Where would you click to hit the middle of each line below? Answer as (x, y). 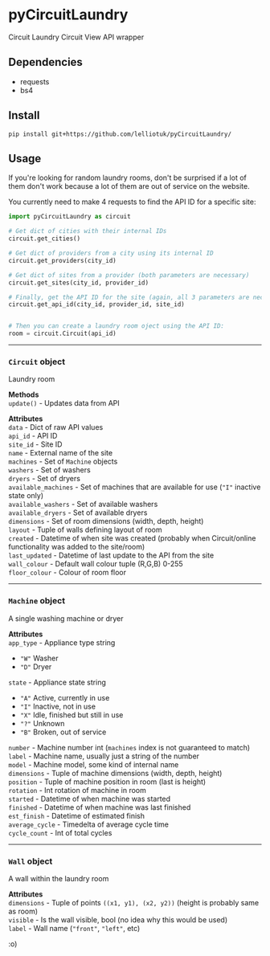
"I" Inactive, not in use (58, 706)
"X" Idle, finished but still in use (72, 715)
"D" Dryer (36, 666)
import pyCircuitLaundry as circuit (70, 217)
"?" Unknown (42, 723)
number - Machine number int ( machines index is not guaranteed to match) (129, 747)
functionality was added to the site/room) (77, 547)
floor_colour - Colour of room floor (67, 573)
